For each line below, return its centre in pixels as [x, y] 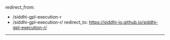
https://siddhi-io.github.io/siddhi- [123, 22]
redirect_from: [20, 7]
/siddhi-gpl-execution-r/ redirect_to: [50, 22]
